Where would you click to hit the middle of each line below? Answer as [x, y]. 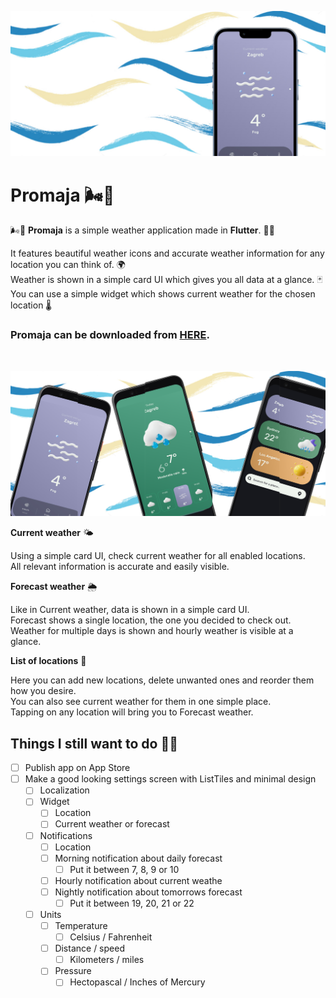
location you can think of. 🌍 [68, 265]
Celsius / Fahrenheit [111, 937]
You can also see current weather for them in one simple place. [141, 702]
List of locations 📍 [48, 661]
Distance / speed [89, 948]
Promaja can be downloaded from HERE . [110, 335]
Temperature [81, 926]
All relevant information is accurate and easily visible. [120, 567]
